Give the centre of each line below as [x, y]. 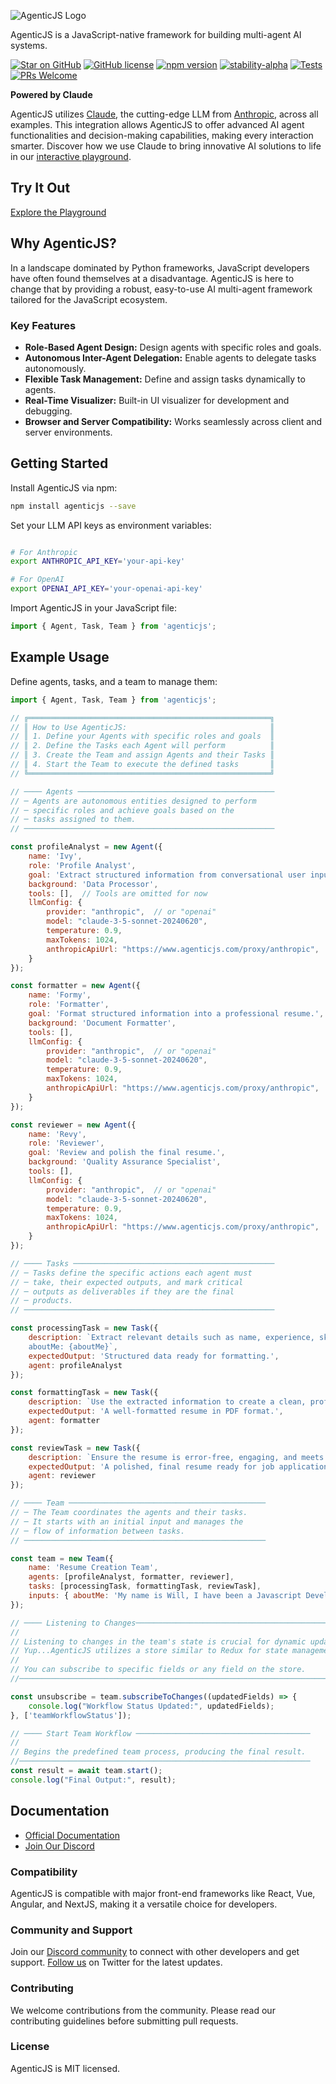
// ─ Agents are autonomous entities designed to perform [133, 801]
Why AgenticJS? [63, 243]
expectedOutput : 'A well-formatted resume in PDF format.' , [156, 1411]
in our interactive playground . [71, 156]
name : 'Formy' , [60, 995]
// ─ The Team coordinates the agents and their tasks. [129, 1513]
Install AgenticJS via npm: [64, 487]
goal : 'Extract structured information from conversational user [167, 875]
